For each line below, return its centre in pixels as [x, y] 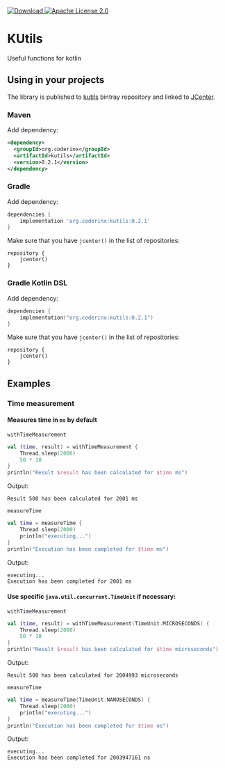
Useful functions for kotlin [44, 58]
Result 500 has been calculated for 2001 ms [73, 499]
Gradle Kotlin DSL [37, 283]
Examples [29, 383]
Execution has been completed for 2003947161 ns [79, 758]
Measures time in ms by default [52, 420]
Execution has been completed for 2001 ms [69, 581]
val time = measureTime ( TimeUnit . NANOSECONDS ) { [79, 700]
